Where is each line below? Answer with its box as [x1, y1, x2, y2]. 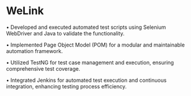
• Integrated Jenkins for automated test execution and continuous [6, 77, 167, 84]
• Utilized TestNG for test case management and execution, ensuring [6, 59, 174, 66]
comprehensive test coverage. [6, 65, 80, 72]
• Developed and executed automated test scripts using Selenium [6, 24, 166, 31]
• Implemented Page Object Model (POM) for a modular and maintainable [6, 41, 185, 48]
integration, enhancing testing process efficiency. [6, 82, 127, 90]
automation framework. [6, 47, 63, 54]
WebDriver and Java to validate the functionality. [6, 29, 125, 37]
